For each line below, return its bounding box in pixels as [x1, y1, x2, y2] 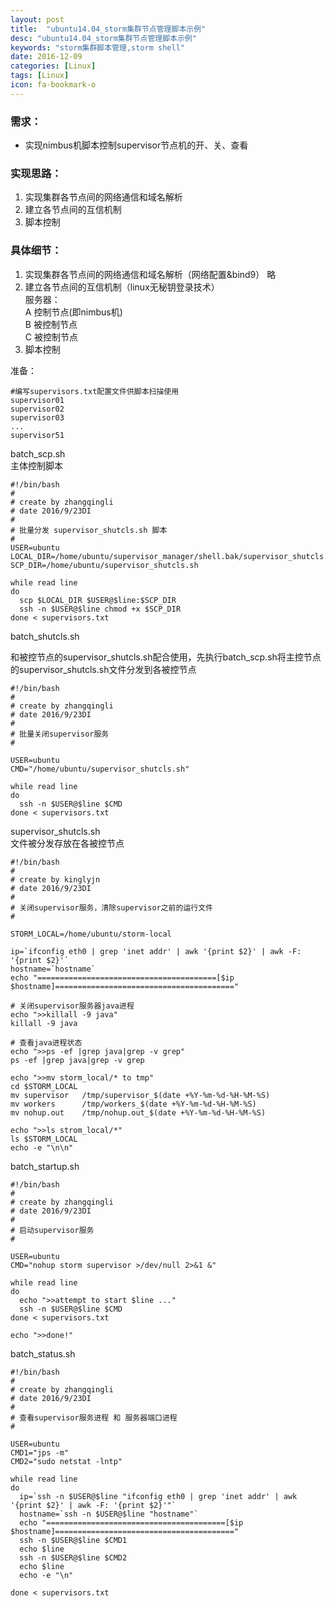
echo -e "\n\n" [10, 1142, 74, 1153]
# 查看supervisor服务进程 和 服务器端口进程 [10, 1412, 178, 1423]
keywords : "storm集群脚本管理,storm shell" [10, 42, 185, 53]
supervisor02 [10, 404, 65, 414]
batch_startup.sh [10, 1160, 80, 1172]
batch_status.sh [10, 1347, 76, 1360]
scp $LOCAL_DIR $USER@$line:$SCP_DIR [19, 595, 177, 605]
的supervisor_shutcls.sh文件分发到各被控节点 [10, 663, 197, 675]
